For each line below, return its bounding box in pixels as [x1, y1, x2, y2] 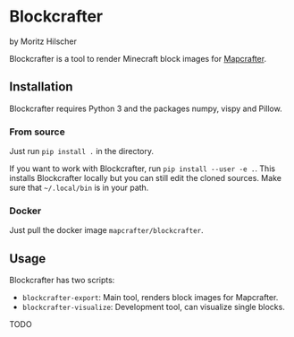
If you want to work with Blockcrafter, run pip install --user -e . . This [9, 163, 275, 174]
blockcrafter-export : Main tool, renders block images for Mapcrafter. [21, 292, 279, 303]
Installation [9, 79, 73, 95]
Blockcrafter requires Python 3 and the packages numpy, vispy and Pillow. [9, 103, 283, 114]
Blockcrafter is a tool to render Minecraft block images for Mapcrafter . [9, 53, 266, 64]
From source [9, 125, 65, 138]
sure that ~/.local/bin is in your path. [9, 182, 149, 194]
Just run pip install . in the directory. [9, 146, 155, 157]
